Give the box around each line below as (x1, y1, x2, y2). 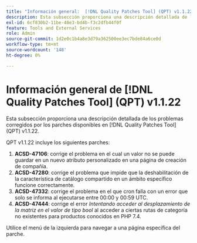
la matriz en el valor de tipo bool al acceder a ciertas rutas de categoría (14, 207, 188, 214)
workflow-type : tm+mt (6, 42, 59, 48)
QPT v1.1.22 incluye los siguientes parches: (6, 139, 110, 146)
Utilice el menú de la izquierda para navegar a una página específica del (6, 224, 181, 231)
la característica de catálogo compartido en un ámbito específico (14, 175, 172, 182)
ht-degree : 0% (6, 52, 41, 58)
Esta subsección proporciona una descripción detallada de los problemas (6, 115, 184, 122)
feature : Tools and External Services (6, 25, 101, 31)
